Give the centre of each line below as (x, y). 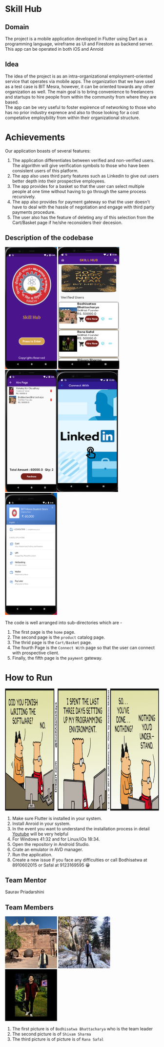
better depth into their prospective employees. (59, 181)
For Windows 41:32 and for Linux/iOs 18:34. (56, 839)
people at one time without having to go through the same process (79, 191)
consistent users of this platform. (45, 171)
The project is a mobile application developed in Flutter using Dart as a (76, 39)
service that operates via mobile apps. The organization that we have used (80, 81)
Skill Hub (23, 9)
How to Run (29, 677)
